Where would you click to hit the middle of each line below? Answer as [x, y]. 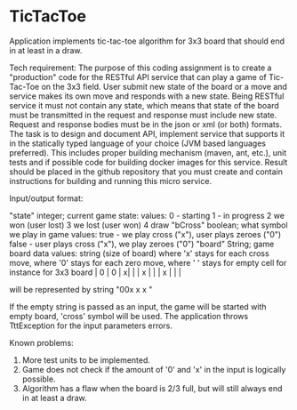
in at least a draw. [54, 398]
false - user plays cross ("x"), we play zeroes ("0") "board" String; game [142, 244]
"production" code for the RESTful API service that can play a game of [138, 76]
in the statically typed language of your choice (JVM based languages [138, 143]
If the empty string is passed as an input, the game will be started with [138, 306]
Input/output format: [46, 198]
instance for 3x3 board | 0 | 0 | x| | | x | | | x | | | [96, 272]
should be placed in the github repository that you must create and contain [146, 172]
